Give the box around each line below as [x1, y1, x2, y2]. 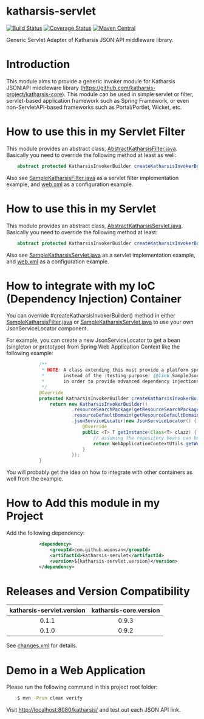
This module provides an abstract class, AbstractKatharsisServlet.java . [6, 222, 183, 229]
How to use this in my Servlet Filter [6, 125, 186, 139]
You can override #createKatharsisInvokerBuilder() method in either [6, 312, 176, 319]
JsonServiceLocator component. [6, 325, 89, 332]
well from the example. [6, 475, 64, 482]
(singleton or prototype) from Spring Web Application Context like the [6, 343, 180, 350]
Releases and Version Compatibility [6, 584, 190, 598]
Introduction [6, 58, 70, 71]
